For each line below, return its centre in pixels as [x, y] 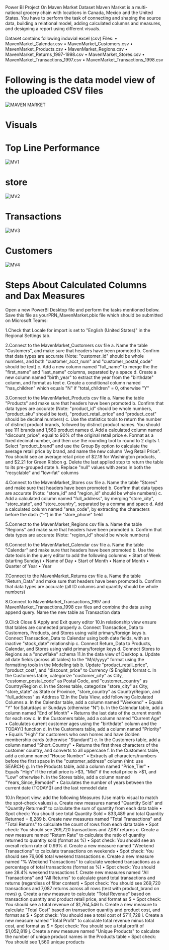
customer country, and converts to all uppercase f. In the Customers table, [82, 750]
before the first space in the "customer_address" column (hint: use [74, 761]
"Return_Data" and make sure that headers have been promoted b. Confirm [83, 581]
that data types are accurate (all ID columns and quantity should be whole [82, 586]
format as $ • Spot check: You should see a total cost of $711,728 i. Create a [84, 915]
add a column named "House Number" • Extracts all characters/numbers [81, 756]
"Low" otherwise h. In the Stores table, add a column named [68, 777]
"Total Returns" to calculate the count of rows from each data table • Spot [82, 824]
